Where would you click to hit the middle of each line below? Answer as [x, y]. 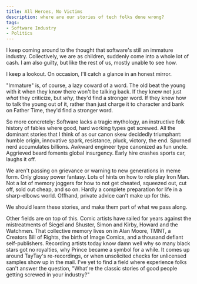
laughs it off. [21, 159]
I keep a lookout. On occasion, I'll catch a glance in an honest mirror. [89, 74]
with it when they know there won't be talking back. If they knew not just [94, 92]
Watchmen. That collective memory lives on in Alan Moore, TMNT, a [89, 231]
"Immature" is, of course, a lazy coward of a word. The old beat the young [96, 85]
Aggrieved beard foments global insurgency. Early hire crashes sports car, [96, 153]
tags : [13, 22]
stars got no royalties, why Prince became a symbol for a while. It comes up [98, 250]
